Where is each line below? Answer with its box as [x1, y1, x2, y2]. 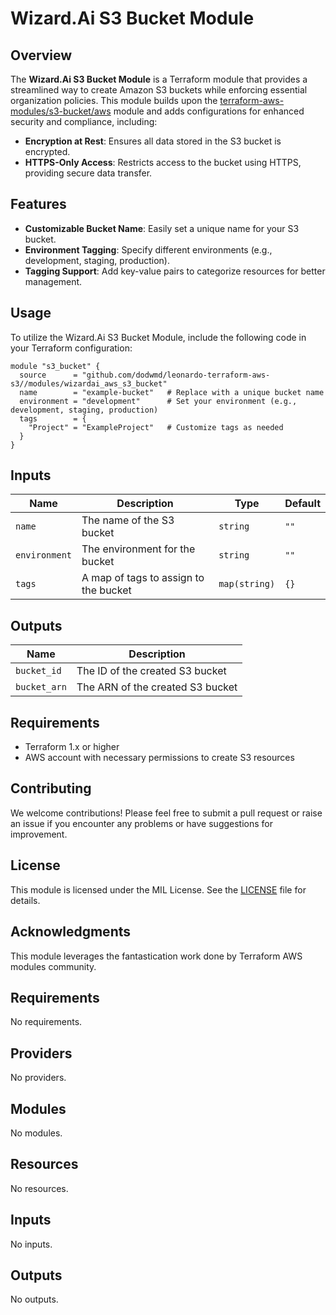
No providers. [10, 1072, 67, 1084]
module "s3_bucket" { [10, 361, 101, 371]
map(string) [218, 578, 276, 590]
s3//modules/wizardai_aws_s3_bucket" [10, 378, 168, 389]
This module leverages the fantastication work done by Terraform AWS [10, 950, 303, 962]
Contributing [10, 780, 92, 797]
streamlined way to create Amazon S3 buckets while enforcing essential [10, 84, 308, 96]
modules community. [10, 960, 97, 972]
